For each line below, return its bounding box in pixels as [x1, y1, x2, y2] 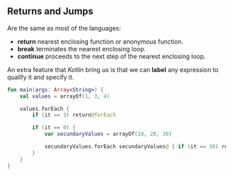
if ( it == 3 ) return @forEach [32, 112, 116, 118]
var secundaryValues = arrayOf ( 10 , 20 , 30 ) [44, 131, 172, 138]
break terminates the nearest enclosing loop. [17, 44, 146, 53]
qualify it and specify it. [7, 73, 74, 81]
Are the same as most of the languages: [7, 24, 121, 32]
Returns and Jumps [7, 6, 94, 17]
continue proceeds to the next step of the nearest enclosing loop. [17, 52, 206, 60]
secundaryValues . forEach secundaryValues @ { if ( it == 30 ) [44, 143, 218, 150]
